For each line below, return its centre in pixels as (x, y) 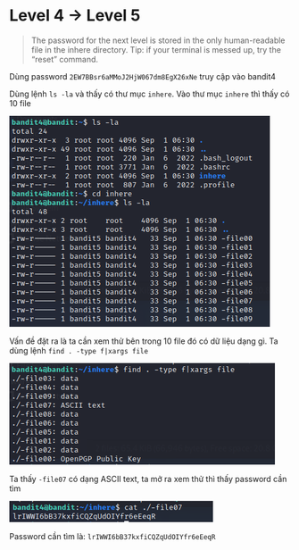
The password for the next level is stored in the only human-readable (158, 40)
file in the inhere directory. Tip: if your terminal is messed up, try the (156, 49)
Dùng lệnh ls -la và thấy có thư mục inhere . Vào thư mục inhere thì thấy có (149, 94)
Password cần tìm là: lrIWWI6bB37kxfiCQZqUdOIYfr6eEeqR (112, 536)
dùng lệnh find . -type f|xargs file (79, 350)
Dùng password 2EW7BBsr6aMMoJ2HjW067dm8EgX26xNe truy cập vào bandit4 (143, 76)
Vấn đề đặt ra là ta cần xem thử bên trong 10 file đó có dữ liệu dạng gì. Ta (144, 341)
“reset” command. (65, 59)
